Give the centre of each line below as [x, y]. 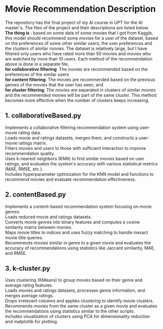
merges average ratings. [30, 296]
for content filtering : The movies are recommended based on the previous [80, 80]
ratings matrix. [33, 143]
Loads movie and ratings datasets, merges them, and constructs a [71, 138]
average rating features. [29, 285]
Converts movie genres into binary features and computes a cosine [72, 222]
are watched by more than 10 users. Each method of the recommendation [79, 59]
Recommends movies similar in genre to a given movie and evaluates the [78, 243]
